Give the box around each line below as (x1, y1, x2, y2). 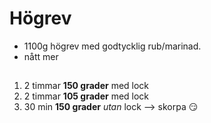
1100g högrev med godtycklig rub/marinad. (23, 40, 202, 52)
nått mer (23, 50, 59, 62)
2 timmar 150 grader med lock (23, 80, 150, 92)
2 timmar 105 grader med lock (23, 90, 150, 102)
